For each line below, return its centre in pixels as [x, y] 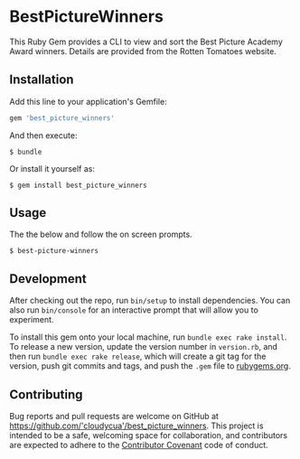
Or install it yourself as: [52, 168]
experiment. [32, 320]
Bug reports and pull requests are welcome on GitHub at [114, 417]
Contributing [46, 394]
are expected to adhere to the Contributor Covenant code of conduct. [139, 445]
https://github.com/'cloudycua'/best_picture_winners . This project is [136, 426]
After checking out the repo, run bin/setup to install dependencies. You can [150, 301]
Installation [42, 80]
